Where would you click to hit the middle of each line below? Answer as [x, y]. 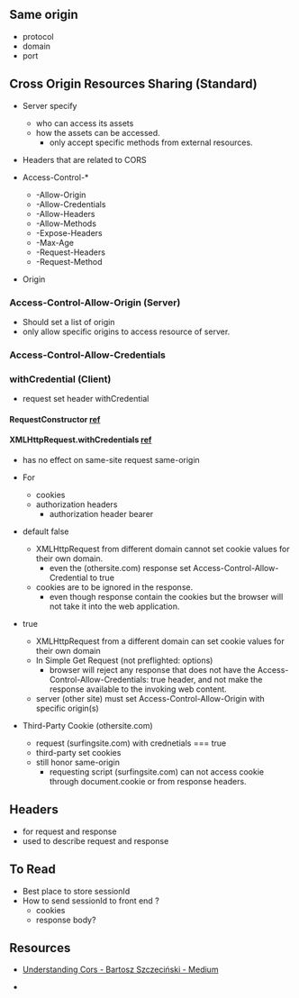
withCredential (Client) [60, 379]
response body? [66, 920]
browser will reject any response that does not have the [152, 669]
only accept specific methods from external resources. [151, 142]
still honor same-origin [77, 762]
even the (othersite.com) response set [120, 567]
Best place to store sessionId [76, 891]
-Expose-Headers [69, 232]
